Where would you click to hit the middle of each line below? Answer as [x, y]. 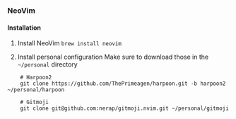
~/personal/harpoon [36, 90]
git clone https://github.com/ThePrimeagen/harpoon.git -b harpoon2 [123, 84]
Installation [24, 28]
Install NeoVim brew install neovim [70, 43]
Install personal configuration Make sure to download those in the [113, 57]
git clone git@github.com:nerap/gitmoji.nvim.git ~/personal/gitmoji [125, 108]
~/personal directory [47, 64]
